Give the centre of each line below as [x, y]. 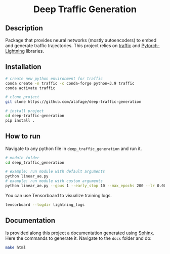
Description [24, 28]
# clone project [22, 97]
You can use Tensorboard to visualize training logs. [59, 195]
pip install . [20, 120]
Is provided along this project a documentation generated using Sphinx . [80, 233]
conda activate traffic [30, 88]
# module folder [22, 158]
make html [16, 247]
